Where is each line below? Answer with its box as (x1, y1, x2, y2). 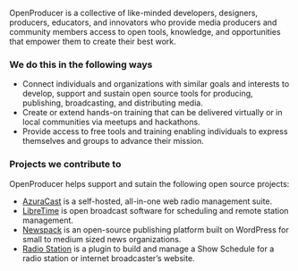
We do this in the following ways (9, 58, 153, 71)
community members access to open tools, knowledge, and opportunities (9, 27, 281, 37)
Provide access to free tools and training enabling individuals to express (21, 126, 288, 137)
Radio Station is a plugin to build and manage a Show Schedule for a (21, 243, 275, 254)
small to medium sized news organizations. (21, 233, 182, 244)
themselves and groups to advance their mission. (21, 136, 204, 147)
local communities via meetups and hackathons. (21, 116, 200, 128)
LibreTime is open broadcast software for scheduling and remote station (21, 205, 289, 216)
